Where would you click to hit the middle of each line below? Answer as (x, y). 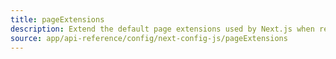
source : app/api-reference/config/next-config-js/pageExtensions (149, 38)
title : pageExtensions (57, 19)
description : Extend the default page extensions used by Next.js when (162, 29)
